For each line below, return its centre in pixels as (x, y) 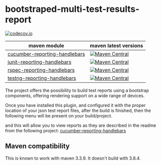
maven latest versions (116, 46)
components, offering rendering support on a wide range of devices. (75, 96)
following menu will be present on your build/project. (59, 115)
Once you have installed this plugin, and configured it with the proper (75, 105)
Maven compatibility (38, 146)
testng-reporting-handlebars (42, 78)
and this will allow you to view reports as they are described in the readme (81, 125)
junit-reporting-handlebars (40, 62)
